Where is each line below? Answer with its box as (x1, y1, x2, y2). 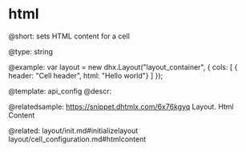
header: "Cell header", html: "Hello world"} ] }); (8, 70, 163, 80)
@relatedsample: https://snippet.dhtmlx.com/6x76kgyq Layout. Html (8, 102, 234, 111)
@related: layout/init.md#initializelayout (8, 126, 139, 135)
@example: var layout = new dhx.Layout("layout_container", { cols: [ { (8, 62, 238, 72)
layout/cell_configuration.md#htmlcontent (8, 134, 147, 144)
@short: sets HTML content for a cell (8, 31, 131, 41)
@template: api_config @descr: (8, 86, 112, 96)
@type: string (8, 46, 54, 56)
